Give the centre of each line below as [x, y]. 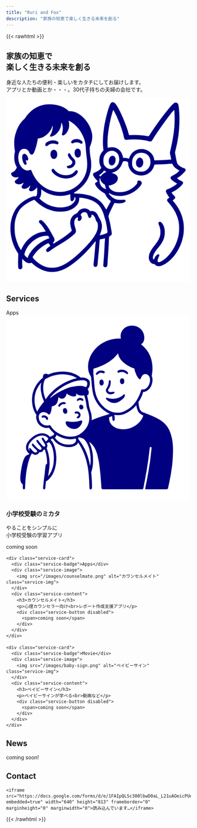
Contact [21, 776]
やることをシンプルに [32, 528]
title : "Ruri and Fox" [34, 12]
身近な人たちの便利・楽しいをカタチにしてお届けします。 [75, 82]
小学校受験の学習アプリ [34, 535]
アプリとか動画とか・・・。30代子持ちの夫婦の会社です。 [76, 90]
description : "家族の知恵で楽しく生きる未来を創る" [63, 19]
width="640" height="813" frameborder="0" [98, 802]
